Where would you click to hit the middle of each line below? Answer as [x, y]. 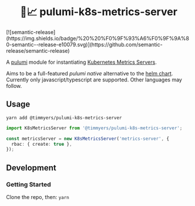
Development [31, 168]
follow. [14, 85]
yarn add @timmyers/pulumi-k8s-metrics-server [64, 118]
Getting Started [28, 184]
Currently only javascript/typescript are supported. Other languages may [94, 80]
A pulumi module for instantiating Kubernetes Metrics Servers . [81, 62]
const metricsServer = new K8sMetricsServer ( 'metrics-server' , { [88, 139]
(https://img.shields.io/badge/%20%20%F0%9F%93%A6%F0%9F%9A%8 [98, 38]
